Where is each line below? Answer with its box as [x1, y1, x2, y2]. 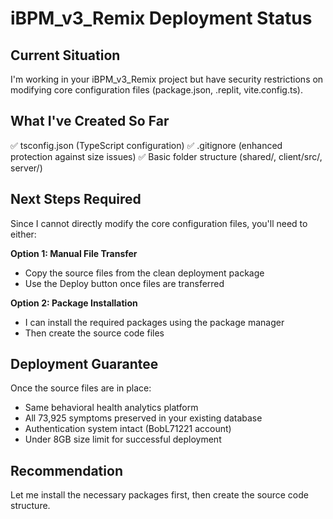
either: [10, 228, 37, 240]
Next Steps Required [10, 191, 142, 208]
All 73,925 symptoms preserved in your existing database [24, 412, 263, 424]
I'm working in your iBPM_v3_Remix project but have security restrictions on [10, 73, 324, 85]
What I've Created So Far [10, 113, 170, 130]
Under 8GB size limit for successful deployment [24, 433, 222, 446]
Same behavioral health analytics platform [24, 402, 199, 414]
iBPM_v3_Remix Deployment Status [10, 7, 313, 30]
